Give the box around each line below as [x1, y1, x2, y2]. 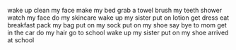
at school [7, 36, 35, 44]
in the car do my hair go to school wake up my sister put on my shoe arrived [7, 28, 229, 37]
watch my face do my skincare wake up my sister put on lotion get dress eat [7, 13, 230, 22]
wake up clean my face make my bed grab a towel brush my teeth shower [7, 6, 223, 14]
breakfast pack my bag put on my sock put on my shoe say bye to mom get [7, 21, 228, 29]
